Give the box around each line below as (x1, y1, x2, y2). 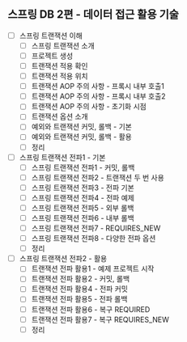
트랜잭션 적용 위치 (31, 71, 88, 81)
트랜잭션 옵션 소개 (31, 112, 88, 121)
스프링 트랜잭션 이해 (19, 31, 83, 40)
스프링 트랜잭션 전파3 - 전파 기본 (31, 183, 134, 192)
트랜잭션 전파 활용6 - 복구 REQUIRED (31, 304, 151, 314)
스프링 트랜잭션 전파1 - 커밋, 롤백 (31, 163, 135, 172)
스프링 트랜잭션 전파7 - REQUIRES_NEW (31, 223, 161, 233)
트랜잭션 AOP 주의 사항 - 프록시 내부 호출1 (31, 82, 165, 91)
